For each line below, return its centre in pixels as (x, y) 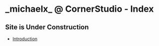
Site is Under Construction (47, 27)
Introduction (25, 39)
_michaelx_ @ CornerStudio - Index (79, 9)
